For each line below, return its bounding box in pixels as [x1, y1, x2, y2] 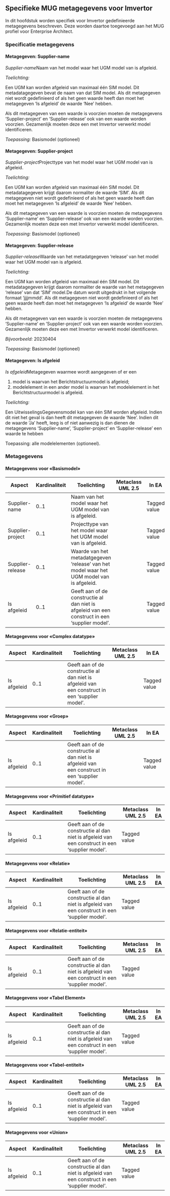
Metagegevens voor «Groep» [5, 713, 69, 719]
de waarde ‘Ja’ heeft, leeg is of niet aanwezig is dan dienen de [5, 420, 135, 426]
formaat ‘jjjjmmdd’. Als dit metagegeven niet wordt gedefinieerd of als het [5, 295, 158, 301]
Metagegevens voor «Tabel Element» [5, 995, 86, 1001]
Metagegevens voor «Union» [5, 1129, 68, 1135]
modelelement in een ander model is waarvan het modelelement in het [12, 384, 159, 390]
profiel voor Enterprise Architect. [5, 28, 73, 34]
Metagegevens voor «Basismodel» [5, 466, 81, 472]
